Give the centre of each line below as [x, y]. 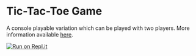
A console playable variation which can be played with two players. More [98, 28]
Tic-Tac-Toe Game [54, 11]
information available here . [40, 34]
